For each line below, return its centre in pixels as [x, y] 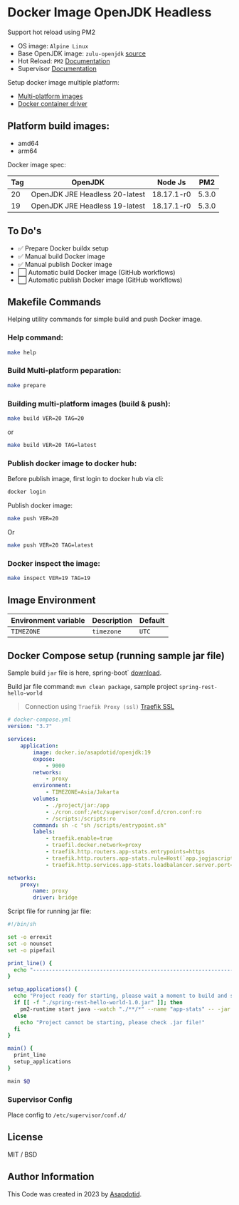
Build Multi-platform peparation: [64, 371]
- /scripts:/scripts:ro [80, 819]
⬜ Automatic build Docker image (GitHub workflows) [96, 272]
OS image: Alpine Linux [53, 46]
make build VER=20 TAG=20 [46, 419]
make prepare [27, 385]
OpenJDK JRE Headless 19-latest [88, 206]
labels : [44, 832]
